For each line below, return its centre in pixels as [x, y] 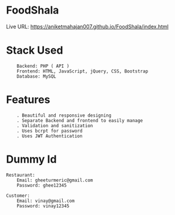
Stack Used [35, 50]
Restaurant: [21, 175]
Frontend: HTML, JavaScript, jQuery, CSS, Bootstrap [83, 71]
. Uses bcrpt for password [50, 131]
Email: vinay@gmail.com [46, 201]
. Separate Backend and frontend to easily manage [80, 120]
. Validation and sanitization [55, 125]
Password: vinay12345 [43, 206]
